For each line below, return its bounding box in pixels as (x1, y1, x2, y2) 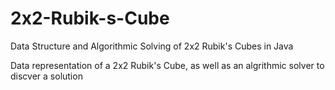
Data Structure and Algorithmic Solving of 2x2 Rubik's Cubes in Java (10, 40, 294, 52)
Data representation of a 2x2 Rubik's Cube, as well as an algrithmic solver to (10, 59, 325, 71)
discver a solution (10, 70, 83, 82)
